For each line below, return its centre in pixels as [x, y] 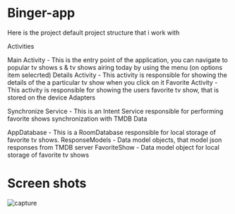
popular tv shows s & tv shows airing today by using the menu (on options [115, 67]
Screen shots [47, 183]
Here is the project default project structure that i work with [94, 32]
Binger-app [41, 13]
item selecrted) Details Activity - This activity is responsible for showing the [117, 75]
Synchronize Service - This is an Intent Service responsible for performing [115, 111]
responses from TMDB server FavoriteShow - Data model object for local [114, 147]
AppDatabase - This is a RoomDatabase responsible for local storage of [112, 132]
